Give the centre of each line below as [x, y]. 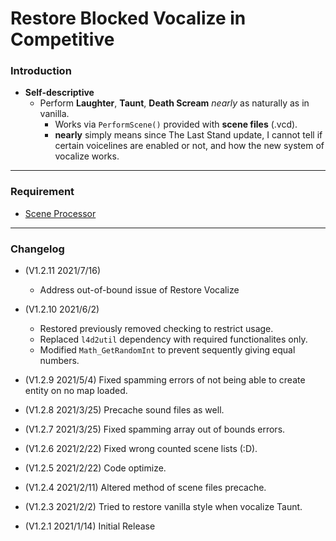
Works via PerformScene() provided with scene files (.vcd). [176, 124]
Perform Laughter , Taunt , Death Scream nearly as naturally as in [174, 103]
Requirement [42, 192]
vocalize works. [87, 156]
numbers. [59, 361]
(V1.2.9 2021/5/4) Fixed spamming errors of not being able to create [165, 380]
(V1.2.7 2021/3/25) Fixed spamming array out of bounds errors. [155, 429]
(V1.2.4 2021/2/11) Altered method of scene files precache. [145, 488]
